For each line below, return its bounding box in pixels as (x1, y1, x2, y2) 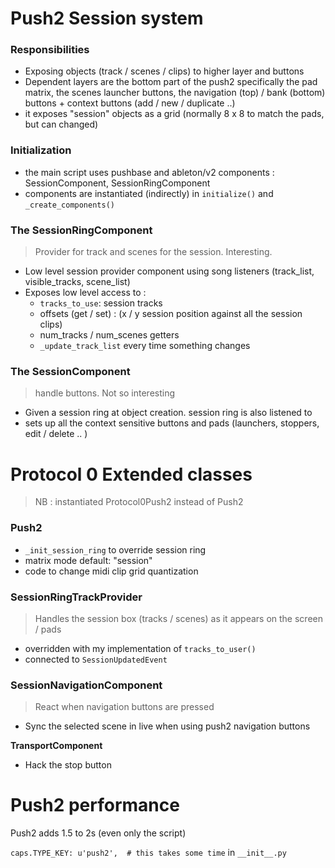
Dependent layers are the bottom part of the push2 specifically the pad (24, 76, 318, 88)
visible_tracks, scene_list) (24, 276, 131, 288)
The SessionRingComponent (10, 223, 153, 237)
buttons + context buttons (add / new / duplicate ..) (24, 97, 236, 109)
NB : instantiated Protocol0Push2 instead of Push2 (34, 496, 244, 508)
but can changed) (24, 118, 99, 131)
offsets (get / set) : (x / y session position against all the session (39, 308, 303, 320)
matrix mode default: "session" (24, 554, 153, 566)
